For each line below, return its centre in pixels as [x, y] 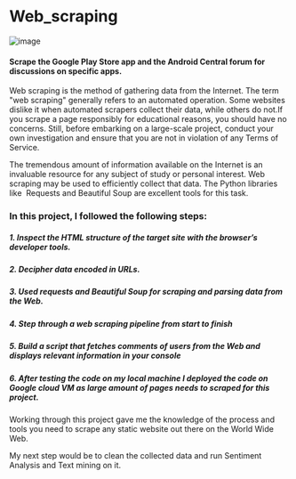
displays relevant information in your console [95, 356]
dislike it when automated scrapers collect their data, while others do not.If [146, 110]
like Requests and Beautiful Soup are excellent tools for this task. [129, 193]
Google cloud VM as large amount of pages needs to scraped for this [140, 387]
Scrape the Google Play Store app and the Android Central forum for [137, 61]
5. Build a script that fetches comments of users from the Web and [135, 346]
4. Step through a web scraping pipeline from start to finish [121, 323]
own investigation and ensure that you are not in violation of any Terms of [144, 138]
